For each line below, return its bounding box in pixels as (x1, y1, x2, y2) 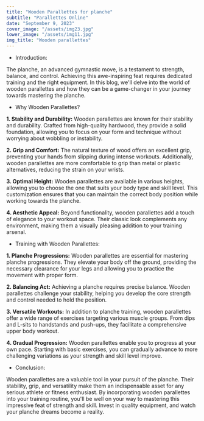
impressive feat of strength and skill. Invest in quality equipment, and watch (6, 402, 196, 409)
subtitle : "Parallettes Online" (6, 15, 88, 21)
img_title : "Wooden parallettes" (6, 37, 91, 43)
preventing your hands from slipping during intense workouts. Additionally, (6, 153, 194, 160)
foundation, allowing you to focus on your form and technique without (6, 129, 181, 135)
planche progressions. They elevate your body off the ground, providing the (6, 258, 197, 266)
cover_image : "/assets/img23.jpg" (6, 26, 94, 32)
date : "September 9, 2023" (6, 20, 75, 26)
